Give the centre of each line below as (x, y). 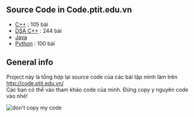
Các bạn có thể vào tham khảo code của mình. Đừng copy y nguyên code (97, 89)
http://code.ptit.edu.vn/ (35, 83)
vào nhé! (17, 96)
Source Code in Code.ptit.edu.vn (69, 10)
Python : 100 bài (35, 43)
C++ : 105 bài (32, 24)
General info (30, 62)
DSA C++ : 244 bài (38, 31)
